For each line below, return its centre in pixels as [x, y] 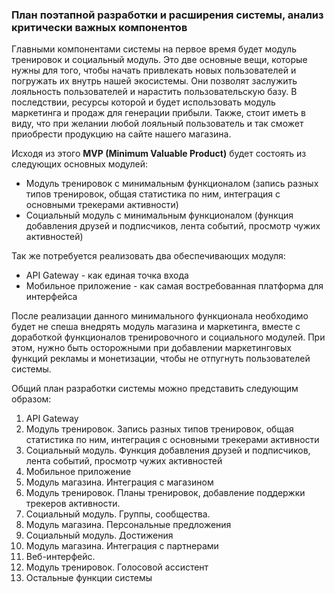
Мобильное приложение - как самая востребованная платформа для [174, 286]
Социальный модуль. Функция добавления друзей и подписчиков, [168, 450]
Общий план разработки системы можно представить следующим [155, 389]
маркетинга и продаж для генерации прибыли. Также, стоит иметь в [158, 113]
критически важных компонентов [99, 27]
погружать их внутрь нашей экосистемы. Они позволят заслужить [154, 81]
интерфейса [51, 297]
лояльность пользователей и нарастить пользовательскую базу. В [154, 92]
